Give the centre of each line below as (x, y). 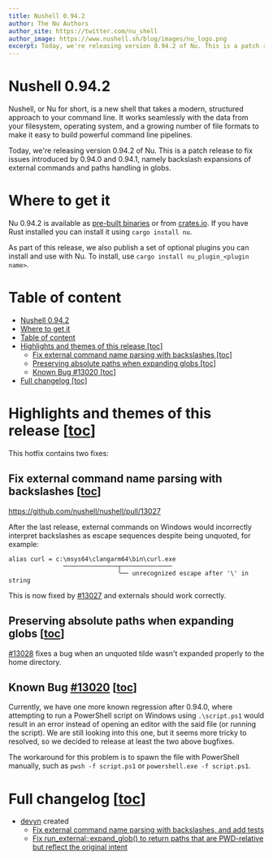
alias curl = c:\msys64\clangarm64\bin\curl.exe (92, 559)
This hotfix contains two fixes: (59, 453)
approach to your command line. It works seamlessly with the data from (129, 118)
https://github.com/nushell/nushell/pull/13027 (84, 511)
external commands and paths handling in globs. (90, 168)
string (19, 580)
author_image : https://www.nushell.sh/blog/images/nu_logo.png (118, 39)
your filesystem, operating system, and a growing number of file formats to (134, 126)
